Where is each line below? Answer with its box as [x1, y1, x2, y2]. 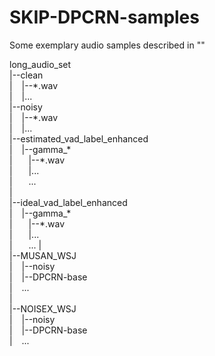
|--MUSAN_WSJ [9, 249, 77, 261]
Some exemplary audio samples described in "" [9, 39, 206, 51]
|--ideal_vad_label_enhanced [9, 196, 128, 208]
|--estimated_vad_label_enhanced [9, 132, 149, 145]
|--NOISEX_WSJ [9, 302, 77, 315]
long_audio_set [9, 58, 72, 70]
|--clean [9, 69, 44, 81]
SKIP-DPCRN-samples [9, 6, 200, 29]
